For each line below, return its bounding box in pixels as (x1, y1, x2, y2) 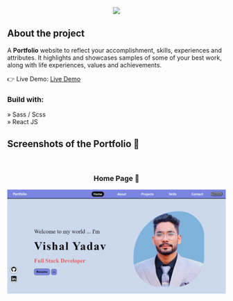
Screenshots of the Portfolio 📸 (7, 138, 140, 150)
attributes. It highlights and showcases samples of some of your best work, (7, 53, 222, 62)
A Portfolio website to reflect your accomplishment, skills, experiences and (7, 46, 222, 54)
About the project (7, 28, 85, 40)
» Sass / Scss (7, 110, 46, 119)
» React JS (7, 118, 38, 126)
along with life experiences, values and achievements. (7, 60, 162, 69)
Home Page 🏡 (93, 173, 140, 183)
